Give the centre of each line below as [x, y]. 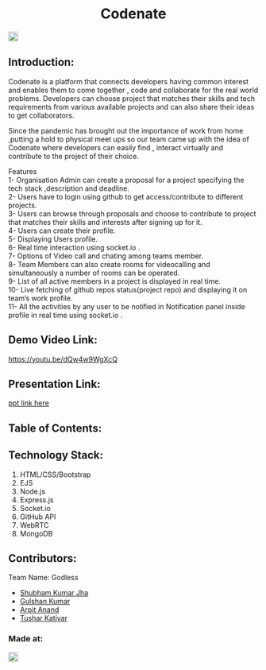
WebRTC [34, 525]
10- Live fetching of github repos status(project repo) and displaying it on [128, 289]
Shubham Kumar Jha [54, 593]
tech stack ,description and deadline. [69, 188]
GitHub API [38, 517]
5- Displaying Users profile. [53, 238]
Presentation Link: [54, 383]
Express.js [37, 500]
